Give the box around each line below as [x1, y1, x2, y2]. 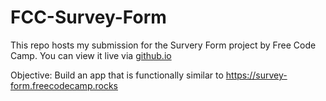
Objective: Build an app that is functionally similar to [10, 69, 224, 81]
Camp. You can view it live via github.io [10, 49, 172, 61]
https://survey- [225, 69, 288, 81]
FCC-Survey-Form [10, 6, 167, 29]
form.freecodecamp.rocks [10, 79, 118, 91]
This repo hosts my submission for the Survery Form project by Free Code [10, 39, 317, 51]
